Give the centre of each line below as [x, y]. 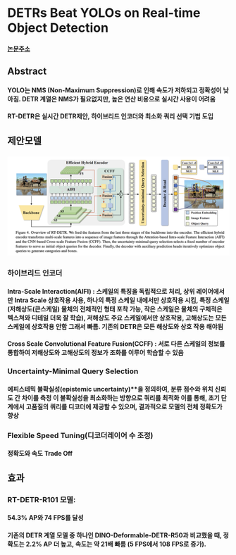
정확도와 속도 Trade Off [40, 454]
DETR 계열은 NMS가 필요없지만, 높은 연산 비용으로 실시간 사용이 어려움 [119, 99]
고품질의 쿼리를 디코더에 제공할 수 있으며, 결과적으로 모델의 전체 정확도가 [124, 406]
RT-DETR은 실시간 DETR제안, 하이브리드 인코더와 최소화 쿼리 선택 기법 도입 [110, 116]
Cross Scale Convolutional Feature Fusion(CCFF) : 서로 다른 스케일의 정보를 [116, 344]
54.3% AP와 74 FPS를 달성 [45, 518]
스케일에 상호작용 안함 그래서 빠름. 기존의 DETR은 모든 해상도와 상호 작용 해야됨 [116, 326]
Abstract [27, 71]
